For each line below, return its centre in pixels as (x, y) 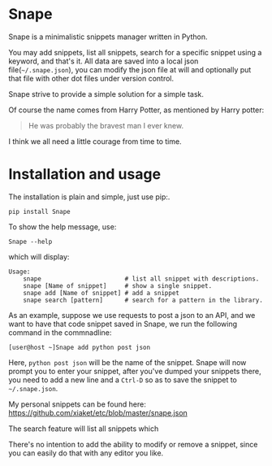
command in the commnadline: (60, 332)
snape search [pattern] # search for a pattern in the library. (143, 300)
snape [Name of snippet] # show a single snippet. (118, 285)
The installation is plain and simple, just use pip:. (89, 197)
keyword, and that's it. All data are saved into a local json (104, 61)
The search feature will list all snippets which (84, 429)
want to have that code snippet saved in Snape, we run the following (123, 324)
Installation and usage (84, 174)
